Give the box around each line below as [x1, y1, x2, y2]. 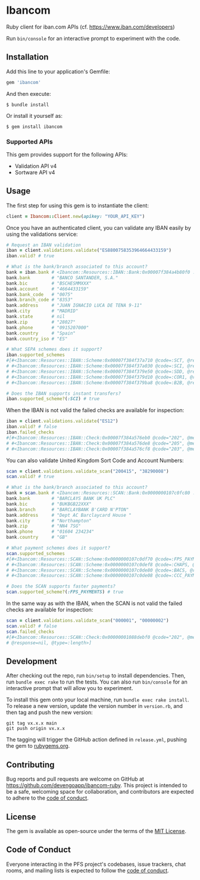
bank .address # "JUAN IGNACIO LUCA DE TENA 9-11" [6, 302, 143, 308]
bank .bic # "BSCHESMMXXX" [6, 280, 92, 286]
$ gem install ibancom [6, 123, 62, 130]
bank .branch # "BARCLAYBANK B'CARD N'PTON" [6, 507, 129, 513]
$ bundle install [6, 102, 49, 108]
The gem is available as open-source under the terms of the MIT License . [6, 827, 186, 834]
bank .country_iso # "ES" [6, 336, 68, 342]
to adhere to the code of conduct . [6, 794, 89, 801]
